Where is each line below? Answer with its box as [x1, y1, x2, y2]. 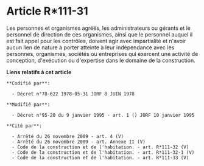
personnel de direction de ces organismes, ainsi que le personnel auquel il [6, 30, 193, 38]
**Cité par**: [6, 123, 43, 129]
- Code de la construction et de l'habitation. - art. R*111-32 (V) [12, 144, 189, 150]
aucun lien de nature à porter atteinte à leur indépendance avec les [6, 44, 175, 51]
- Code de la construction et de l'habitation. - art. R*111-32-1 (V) [12, 149, 195, 156]
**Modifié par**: [6, 102, 51, 108]
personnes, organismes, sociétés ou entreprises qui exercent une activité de [6, 50, 199, 57]
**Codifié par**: [6, 80, 51, 86]
